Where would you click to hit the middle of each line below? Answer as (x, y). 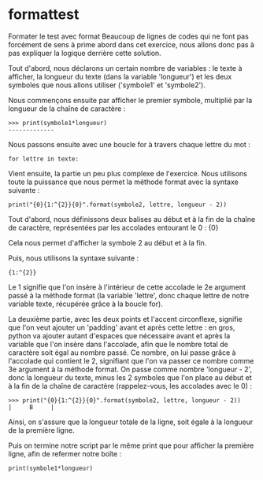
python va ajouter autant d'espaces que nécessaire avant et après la (119, 335)
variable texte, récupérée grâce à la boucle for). (85, 304)
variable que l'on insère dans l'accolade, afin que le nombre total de (118, 344)
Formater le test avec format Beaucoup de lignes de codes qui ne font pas (129, 36)
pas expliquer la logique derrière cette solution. (85, 53)
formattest (44, 15)
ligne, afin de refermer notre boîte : (65, 453)
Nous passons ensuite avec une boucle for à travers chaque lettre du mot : (129, 144)
